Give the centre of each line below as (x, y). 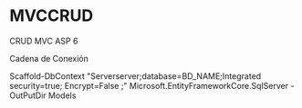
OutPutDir (28, 95)
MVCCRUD (52, 16)
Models (62, 95)
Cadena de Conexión (49, 58)
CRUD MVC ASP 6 (44, 41)
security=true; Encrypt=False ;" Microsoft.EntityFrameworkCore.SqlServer (149, 85)
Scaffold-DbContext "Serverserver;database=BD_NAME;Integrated (135, 76)
